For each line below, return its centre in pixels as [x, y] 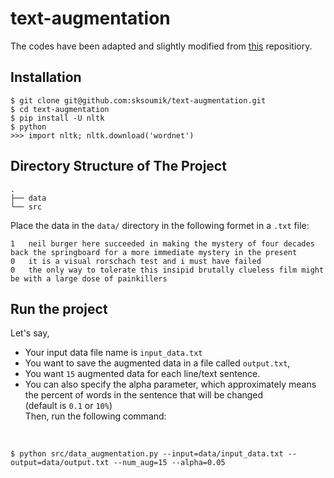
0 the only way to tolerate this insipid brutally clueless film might [167, 270]
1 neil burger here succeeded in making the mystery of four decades [162, 243]
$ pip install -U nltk [57, 118]
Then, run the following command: [95, 416]
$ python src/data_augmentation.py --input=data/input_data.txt [147, 454]
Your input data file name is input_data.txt [113, 353]
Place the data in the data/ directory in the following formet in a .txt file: [160, 225]
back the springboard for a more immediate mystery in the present [154, 252]
